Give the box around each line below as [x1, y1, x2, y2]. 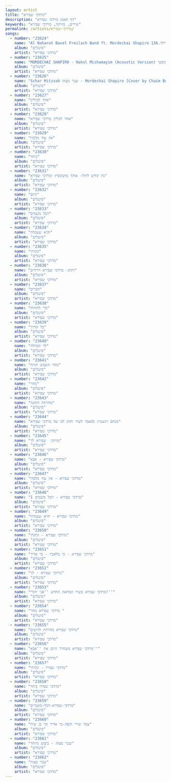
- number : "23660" [10, 717, 49, 722]
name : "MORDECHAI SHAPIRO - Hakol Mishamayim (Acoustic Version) [14, 60, 156, 65]
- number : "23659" [10, 698, 49, 703]
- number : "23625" [10, 54, 49, 60]
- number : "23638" [10, 301, 49, 306]
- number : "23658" [10, 679, 49, 684]
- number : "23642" [10, 376, 49, 382]
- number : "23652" [10, 566, 49, 571]
